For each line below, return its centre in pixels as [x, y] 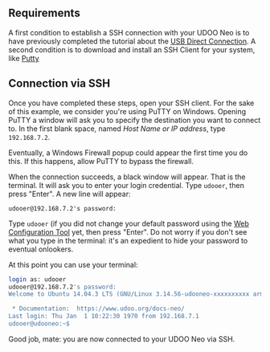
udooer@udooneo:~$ [39, 324]
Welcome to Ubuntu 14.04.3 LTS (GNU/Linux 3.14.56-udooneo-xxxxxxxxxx [129, 294]
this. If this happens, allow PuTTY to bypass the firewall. [101, 161]
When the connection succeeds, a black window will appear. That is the [127, 177]
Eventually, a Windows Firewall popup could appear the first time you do [128, 153]
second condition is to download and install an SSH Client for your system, [132, 49]
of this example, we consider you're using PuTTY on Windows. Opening [127, 111]
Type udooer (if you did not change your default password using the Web [129, 223]
